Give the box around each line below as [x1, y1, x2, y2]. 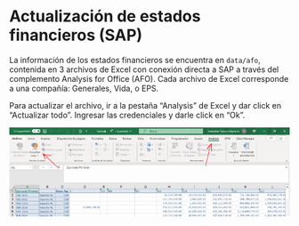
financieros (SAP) [9, 25, 143, 45]
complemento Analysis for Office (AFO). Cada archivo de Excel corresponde [9, 73, 289, 84]
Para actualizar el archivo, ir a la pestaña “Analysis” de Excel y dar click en [9, 100, 282, 110]
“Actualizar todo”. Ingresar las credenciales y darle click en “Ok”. [9, 109, 246, 120]
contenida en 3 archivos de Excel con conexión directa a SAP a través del [9, 64, 279, 75]
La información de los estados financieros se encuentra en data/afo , [9, 54, 261, 65]
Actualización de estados [9, 6, 201, 27]
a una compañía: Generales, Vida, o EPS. [9, 83, 159, 93]
